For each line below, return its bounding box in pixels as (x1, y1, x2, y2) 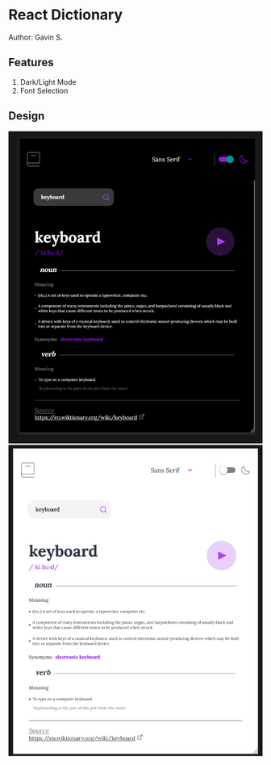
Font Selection (19, 86, 69, 95)
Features (8, 56, 54, 69)
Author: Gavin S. (8, 32, 63, 42)
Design (8, 109, 45, 123)
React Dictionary (8, 6, 123, 24)
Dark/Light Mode (19, 77, 77, 86)
